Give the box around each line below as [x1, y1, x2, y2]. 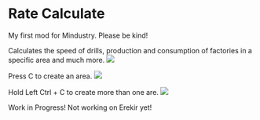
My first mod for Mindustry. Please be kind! [8, 31, 148, 40]
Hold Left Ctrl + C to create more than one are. [8, 87, 159, 96]
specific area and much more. [8, 55, 105, 64]
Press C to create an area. [8, 71, 93, 81]
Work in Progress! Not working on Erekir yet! [8, 103, 152, 112]
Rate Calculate [8, 5, 105, 23]
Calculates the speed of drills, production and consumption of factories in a [8, 45, 253, 55]
